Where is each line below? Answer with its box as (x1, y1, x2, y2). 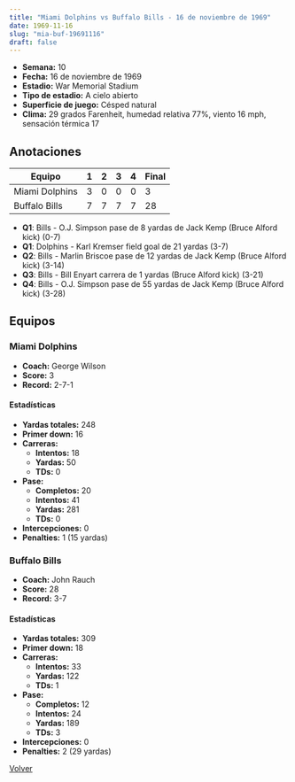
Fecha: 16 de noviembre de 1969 (21, 72, 142, 82)
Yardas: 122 (35, 670, 80, 682)
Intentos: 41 (35, 494, 80, 505)
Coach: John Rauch (21, 575, 96, 585)
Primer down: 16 (21, 429, 84, 439)
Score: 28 (21, 584, 59, 594)
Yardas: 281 (35, 504, 80, 515)
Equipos (9, 314, 56, 329)
